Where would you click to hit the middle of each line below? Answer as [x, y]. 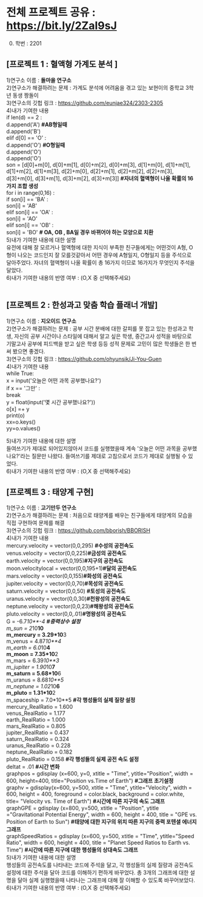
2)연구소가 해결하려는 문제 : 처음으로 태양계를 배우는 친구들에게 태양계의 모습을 [99, 515]
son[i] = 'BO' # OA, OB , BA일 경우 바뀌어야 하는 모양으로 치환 [80, 232]
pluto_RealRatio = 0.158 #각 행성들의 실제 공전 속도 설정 [73, 759]
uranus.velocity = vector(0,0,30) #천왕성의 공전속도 [68, 599]
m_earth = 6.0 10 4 [28, 648]
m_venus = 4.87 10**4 [34, 641]
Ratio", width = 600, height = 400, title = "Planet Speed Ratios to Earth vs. [98, 843]
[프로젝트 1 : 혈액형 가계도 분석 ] [62, 64]
